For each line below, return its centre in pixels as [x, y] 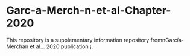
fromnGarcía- [167, 40]
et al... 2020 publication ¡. [62, 46]
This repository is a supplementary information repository [78, 40]
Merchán [17, 46]
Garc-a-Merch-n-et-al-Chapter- [89, 11]
